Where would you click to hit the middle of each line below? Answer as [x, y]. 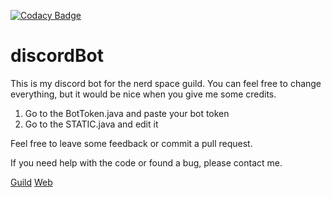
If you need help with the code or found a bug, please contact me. [146, 162]
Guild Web [31, 182]
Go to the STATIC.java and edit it [91, 124]
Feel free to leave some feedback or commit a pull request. [131, 143]
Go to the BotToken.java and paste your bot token [127, 113]
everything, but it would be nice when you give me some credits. [143, 94]
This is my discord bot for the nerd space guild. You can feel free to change [166, 83]
